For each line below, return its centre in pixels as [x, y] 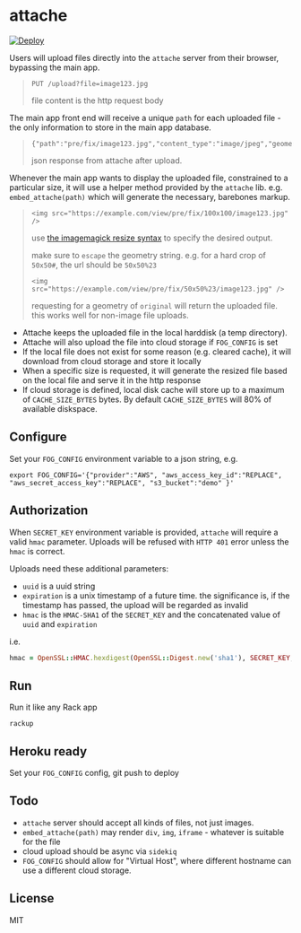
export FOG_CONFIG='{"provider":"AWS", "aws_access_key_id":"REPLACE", [146, 475]
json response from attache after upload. [107, 160]
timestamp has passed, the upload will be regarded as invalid [135, 605]
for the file [41, 841]
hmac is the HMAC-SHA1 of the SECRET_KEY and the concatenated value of [151, 615]
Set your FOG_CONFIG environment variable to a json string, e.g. [124, 458]
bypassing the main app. [55, 67]
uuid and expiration [60, 623]
